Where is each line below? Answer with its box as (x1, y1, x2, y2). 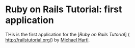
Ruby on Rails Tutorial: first (5, 4, 122, 15)
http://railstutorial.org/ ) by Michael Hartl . (5, 37, 90, 43)
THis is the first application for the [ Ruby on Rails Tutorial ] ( (5, 31, 130, 37)
